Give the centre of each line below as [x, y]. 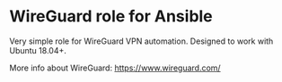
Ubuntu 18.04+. [38, 50]
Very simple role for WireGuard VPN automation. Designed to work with [141, 41]
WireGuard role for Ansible [111, 16]
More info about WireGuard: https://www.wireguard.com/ [115, 68]
